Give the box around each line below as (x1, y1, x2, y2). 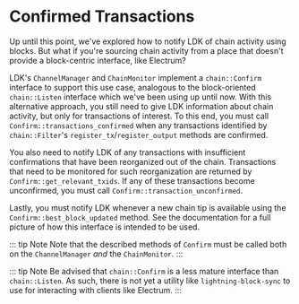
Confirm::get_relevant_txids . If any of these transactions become (9, 175, 255, 186)
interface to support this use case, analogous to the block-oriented (9, 82, 257, 92)
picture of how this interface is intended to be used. (9, 221, 200, 232)
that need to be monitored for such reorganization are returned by (9, 166, 252, 177)
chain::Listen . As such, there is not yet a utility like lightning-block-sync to (9, 275, 291, 286)
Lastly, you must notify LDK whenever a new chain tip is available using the (9, 202, 286, 213)
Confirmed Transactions (9, 6, 195, 27)
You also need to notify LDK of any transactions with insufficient (9, 146, 246, 158)
